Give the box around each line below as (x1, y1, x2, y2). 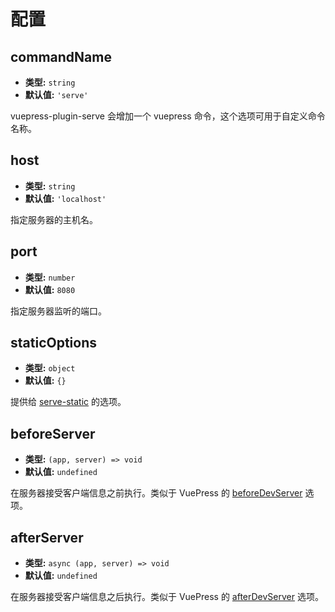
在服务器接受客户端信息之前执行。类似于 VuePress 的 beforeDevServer (10, 487, 303, 499)
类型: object (24, 362, 76, 374)
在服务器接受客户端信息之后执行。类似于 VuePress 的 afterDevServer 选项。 (10, 591, 324, 603)
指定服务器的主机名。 (10, 213, 98, 225)
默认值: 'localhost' (24, 192, 107, 204)
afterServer (10, 529, 84, 546)
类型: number (24, 271, 76, 283)
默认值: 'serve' (24, 89, 89, 100)
